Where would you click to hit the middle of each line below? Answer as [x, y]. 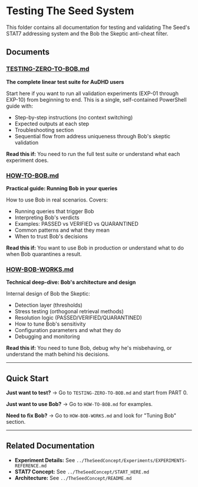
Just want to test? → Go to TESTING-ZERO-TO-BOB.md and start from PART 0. [97, 393]
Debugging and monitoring [47, 337]
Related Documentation [50, 446]
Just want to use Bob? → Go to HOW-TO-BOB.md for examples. [80, 404]
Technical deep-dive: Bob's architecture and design [71, 283]
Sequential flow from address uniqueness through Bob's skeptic [93, 136]
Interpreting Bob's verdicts [47, 217]
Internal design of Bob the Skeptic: [48, 294]
